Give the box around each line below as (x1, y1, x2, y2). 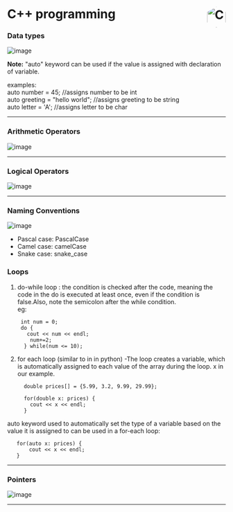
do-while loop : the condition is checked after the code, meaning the (17, 283, 214, 291)
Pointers (7, 475, 37, 484)
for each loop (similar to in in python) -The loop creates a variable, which (17, 355, 225, 363)
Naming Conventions (7, 206, 80, 215)
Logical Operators (7, 166, 69, 176)
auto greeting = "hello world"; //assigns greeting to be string (7, 96, 180, 104)
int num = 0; (20, 318, 58, 325)
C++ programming (7, 6, 116, 22)
